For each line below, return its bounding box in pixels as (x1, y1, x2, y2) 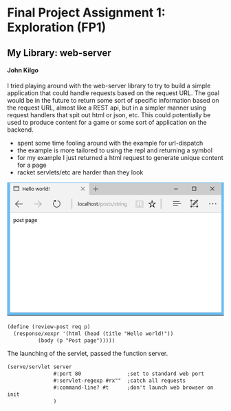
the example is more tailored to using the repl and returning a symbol (16, 146, 213, 154)
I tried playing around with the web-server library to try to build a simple (7, 81, 211, 90)
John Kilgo (7, 66, 39, 74)
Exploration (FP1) (7, 19, 107, 35)
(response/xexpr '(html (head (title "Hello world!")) (13, 330, 174, 337)
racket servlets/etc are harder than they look (16, 168, 144, 177)
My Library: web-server (7, 47, 111, 59)
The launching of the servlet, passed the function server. (7, 350, 168, 358)
